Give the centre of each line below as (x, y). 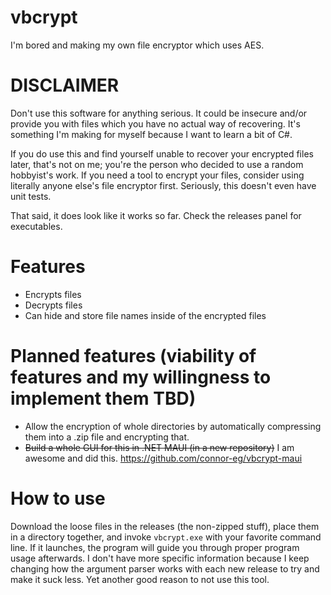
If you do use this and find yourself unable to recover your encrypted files (162, 153)
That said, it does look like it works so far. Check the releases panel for (156, 215)
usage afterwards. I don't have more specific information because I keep (160, 558)
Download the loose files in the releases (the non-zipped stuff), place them (165, 526)
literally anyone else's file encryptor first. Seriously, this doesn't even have (163, 185)
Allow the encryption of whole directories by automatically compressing (173, 426)
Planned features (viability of (133, 356)
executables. (36, 226)
